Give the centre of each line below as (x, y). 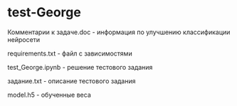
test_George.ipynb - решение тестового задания (80, 67)
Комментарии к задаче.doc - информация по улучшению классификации (119, 32)
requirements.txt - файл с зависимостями (70, 53)
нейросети (24, 39)
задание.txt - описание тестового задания (72, 81)
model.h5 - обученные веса (49, 95)
